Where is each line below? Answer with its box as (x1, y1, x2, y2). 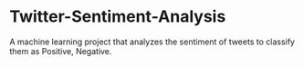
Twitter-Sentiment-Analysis (9, 6, 226, 27)
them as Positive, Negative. (9, 45, 112, 56)
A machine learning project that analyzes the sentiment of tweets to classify (9, 36, 295, 47)
